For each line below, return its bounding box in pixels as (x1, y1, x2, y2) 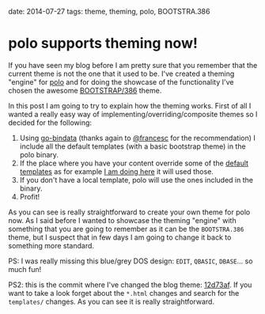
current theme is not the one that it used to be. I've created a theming (8, 69, 235, 78)
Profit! (19, 191, 40, 201)
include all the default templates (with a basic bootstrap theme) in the (19, 142, 247, 151)
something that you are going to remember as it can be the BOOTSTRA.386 (8, 224, 244, 233)
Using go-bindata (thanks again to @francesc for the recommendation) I (19, 133, 256, 142)
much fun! (8, 264, 42, 274)
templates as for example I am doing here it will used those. (19, 166, 214, 176)
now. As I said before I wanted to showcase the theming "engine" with (8, 215, 237, 225)
